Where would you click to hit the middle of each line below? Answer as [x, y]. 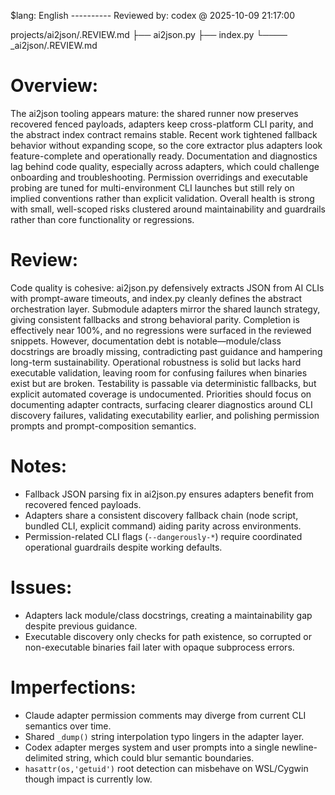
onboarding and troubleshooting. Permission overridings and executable [159, 177]
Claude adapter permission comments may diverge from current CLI [165, 715]
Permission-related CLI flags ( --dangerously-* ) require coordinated [163, 536]
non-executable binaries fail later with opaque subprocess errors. [159, 647]
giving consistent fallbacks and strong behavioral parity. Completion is [155, 319]
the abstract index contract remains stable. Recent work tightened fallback [164, 134]
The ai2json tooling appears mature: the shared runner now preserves [154, 113]
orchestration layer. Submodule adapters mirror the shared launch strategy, [165, 309]
